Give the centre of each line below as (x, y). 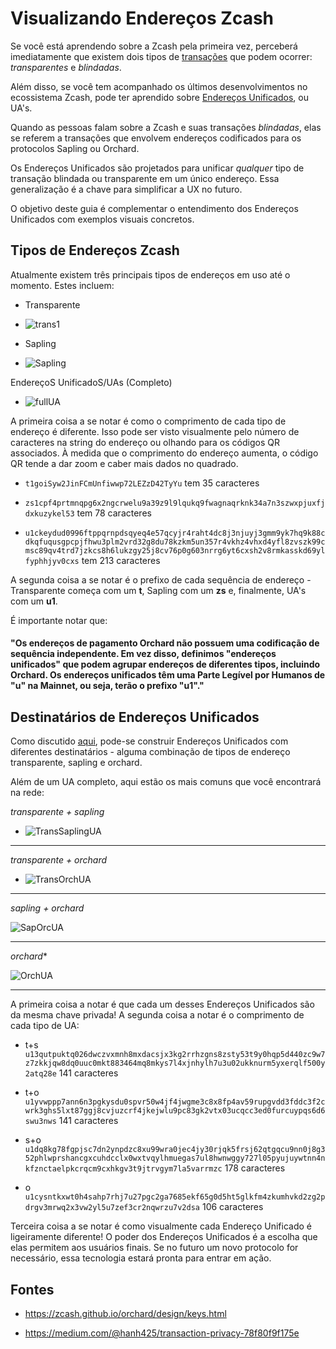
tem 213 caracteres (121, 560)
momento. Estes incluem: (62, 285)
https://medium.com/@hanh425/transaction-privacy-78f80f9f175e (162, 1333)
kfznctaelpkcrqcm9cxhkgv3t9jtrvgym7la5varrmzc (123, 1169)
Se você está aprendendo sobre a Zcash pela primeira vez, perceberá (154, 46)
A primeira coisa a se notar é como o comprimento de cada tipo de (148, 421)
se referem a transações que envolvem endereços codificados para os (156, 138)
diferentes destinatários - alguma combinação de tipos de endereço (150, 752)
